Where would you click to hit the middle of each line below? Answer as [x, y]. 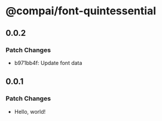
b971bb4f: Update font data [48, 63]
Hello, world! [30, 111]
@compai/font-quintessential [81, 11]
